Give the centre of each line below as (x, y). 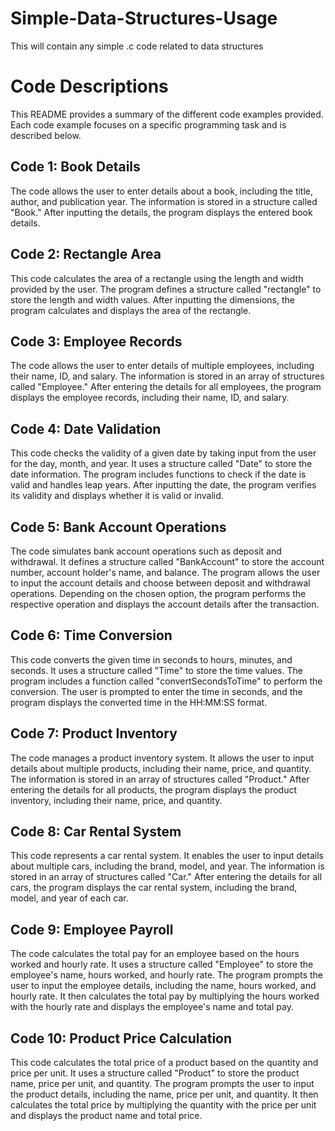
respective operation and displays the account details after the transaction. (165, 604)
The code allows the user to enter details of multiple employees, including (162, 366)
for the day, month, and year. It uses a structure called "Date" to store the (161, 464)
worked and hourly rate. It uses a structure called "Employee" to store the (162, 964)
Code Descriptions (89, 86)
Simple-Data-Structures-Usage (144, 18)
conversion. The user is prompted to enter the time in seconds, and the (156, 691)
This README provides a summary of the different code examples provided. (167, 114)
